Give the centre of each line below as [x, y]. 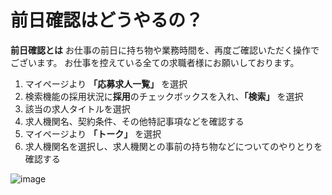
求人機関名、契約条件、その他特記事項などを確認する [134, 121]
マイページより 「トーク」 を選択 [93, 133]
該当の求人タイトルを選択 [77, 108]
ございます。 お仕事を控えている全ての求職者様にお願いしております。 [155, 62]
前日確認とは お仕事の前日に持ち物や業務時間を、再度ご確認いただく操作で [165, 50]
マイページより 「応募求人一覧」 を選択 [106, 83]
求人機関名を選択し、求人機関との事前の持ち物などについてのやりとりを [173, 146]
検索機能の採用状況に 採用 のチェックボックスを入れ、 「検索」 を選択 [164, 96]
